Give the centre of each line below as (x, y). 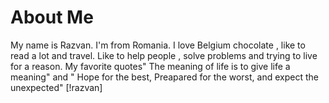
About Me (52, 17)
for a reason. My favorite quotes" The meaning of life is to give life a (150, 66)
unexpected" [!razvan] (56, 87)
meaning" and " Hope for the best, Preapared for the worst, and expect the (164, 77)
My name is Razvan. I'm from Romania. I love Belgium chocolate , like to (158, 45)
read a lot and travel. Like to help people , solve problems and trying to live (164, 55)
